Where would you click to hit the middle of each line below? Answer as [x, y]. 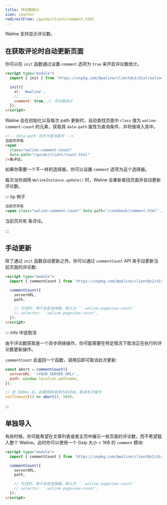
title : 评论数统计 [22, 10]
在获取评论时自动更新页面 [44, 51]
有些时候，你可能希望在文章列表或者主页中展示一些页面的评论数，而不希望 [81, 436]
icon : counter [20, 14]
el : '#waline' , [30, 92]
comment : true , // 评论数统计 [43, 101]
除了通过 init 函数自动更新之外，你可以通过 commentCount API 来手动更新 [80, 261]
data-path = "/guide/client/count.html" [50, 155]
